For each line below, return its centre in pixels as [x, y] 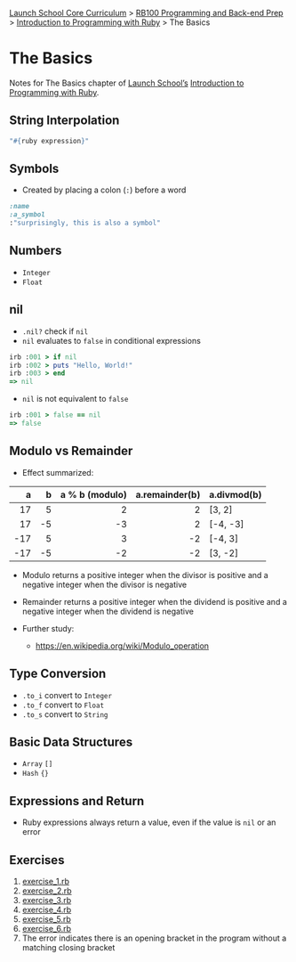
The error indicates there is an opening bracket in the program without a [154, 938]
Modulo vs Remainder [71, 451]
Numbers [36, 251]
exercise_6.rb [47, 929]
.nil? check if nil [55, 331]
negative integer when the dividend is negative [108, 611]
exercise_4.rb [47, 909]
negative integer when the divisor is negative [104, 584]
